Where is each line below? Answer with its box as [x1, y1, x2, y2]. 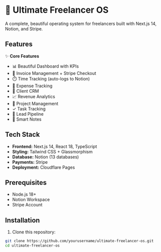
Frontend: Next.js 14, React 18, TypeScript [12, 143, 97, 149]
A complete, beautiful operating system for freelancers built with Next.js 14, [5, 21, 157, 26]
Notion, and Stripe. [5, 25, 43, 31]
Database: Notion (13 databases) [12, 154, 79, 160]
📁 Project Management [12, 101, 59, 106]
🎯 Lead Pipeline [12, 111, 44, 117]
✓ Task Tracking [12, 105, 46, 112]
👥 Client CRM [12, 88, 39, 94]
